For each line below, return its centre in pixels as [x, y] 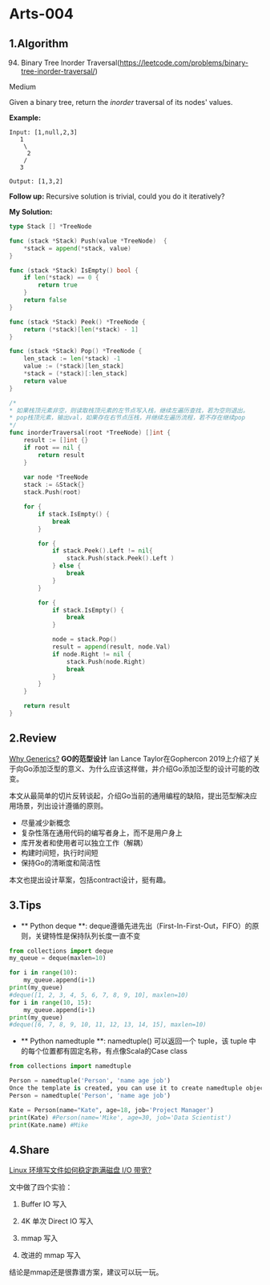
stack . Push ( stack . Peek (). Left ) [120, 558]
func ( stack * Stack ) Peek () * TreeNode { [78, 322]
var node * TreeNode [56, 477]
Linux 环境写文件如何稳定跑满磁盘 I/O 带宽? [80, 1171]
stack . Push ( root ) [52, 492]
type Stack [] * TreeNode [50, 227]
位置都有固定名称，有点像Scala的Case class [115, 1051]
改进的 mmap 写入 [50, 1255]
